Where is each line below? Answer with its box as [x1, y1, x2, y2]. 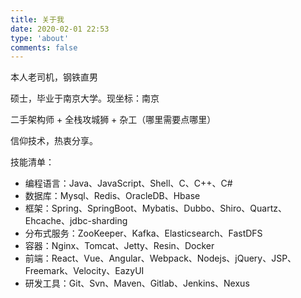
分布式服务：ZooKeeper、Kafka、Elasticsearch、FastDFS [24, 227, 263, 240]
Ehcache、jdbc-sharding [24, 215, 128, 227]
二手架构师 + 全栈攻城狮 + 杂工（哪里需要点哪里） [10, 114, 217, 126]
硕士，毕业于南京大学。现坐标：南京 [10, 92, 160, 105]
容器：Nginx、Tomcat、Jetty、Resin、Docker [24, 240, 215, 252]
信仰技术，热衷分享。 [10, 135, 98, 147]
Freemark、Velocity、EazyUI [24, 265, 145, 277]
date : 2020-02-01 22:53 [10, 24, 110, 34]
